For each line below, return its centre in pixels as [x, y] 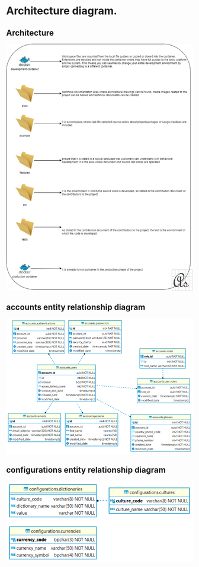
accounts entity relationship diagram [76, 308]
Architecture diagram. [62, 11]
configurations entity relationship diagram [86, 470]
